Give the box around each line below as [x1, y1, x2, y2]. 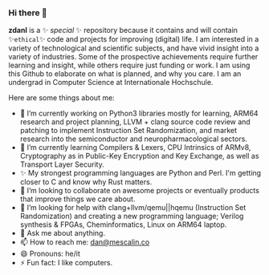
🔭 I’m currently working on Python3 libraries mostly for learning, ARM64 [19, 108, 259, 119]
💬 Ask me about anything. [19, 228, 106, 238]
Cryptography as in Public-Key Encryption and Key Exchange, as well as [19, 152, 259, 161]
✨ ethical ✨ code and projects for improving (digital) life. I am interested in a [8, 34, 259, 44]
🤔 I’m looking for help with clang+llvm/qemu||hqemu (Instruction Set [19, 203, 247, 212]
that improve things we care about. [19, 194, 136, 204]
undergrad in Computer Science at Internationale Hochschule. [8, 78, 214, 87]
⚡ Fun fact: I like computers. [19, 258, 113, 268]
